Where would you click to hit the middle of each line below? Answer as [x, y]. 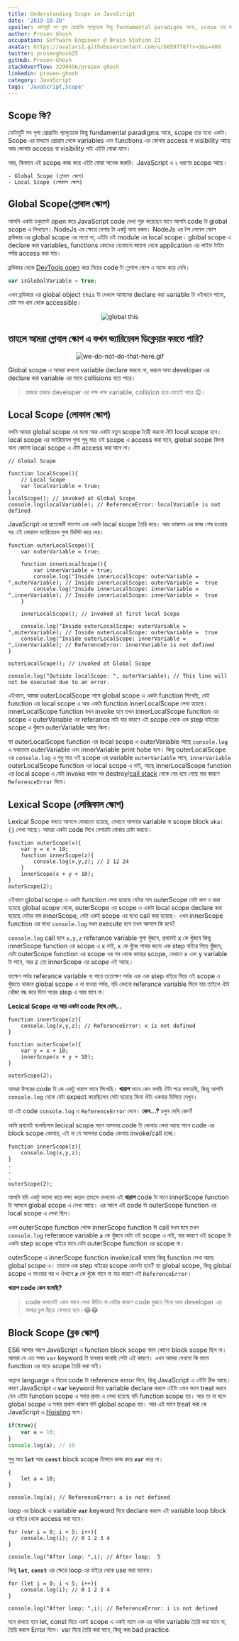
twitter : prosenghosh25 [43, 54]
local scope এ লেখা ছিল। [40, 1213]
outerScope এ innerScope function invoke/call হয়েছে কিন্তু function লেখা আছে [111, 1257]
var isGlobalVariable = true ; [53, 281]
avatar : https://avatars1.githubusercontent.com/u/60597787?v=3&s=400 [115, 47]
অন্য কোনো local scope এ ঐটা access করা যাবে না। [70, 448]
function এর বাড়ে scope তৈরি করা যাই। [55, 1366]
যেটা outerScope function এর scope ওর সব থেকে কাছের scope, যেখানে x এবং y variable [118, 954]
